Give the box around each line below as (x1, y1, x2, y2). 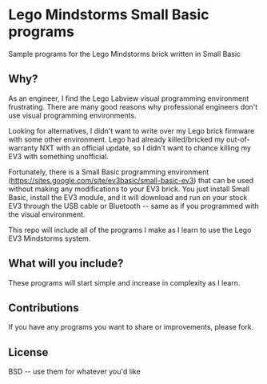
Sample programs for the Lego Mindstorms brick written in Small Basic (8, 49, 241, 58)
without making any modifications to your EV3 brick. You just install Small (8, 184, 250, 194)
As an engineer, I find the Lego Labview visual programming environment (8, 94, 249, 103)
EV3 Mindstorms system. (8, 234, 91, 243)
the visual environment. (8, 210, 86, 219)
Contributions (8, 301, 79, 314)
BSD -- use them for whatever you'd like (8, 366, 141, 377)
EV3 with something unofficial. (8, 151, 110, 161)
